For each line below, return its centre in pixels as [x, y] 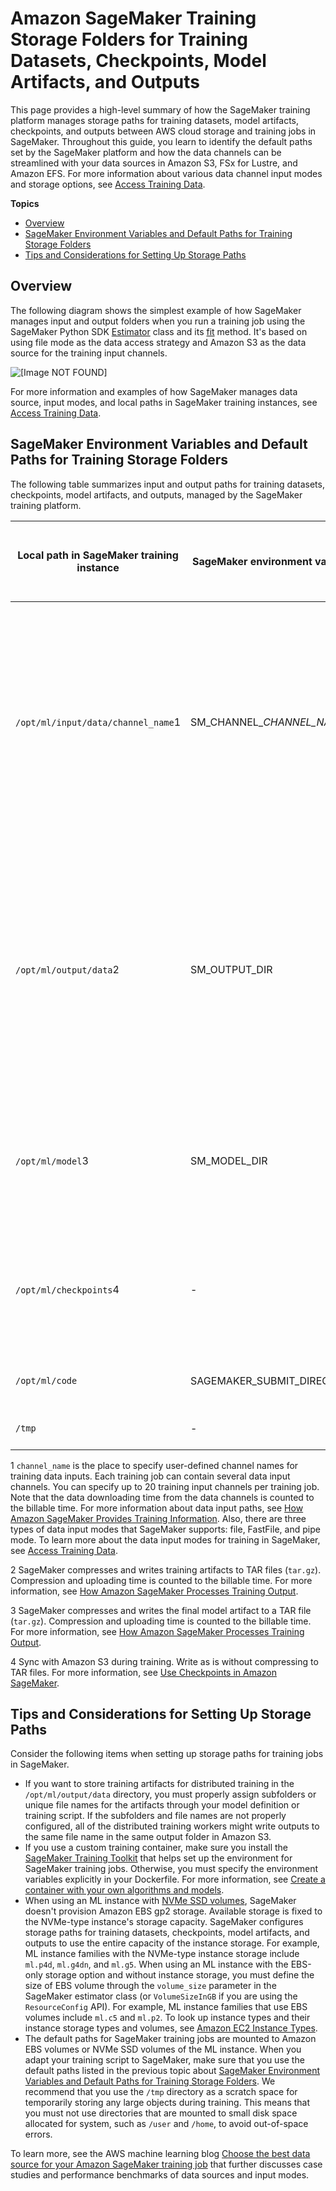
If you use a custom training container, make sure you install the [156, 1848]
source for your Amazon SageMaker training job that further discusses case [166, 2164]
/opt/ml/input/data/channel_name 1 [98, 722]
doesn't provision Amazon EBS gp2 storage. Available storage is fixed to [173, 1911]
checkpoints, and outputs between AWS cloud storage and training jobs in [163, 131]
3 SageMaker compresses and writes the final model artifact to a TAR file [161, 1610]
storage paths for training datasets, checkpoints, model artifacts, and [167, 1933]
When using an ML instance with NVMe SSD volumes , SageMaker [160, 1901]
